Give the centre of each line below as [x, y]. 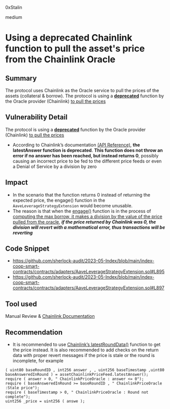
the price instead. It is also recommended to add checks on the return [86, 350]
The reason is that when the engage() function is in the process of [82, 211]
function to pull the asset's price [75, 49]
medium [14, 17]
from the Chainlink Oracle [60, 59]
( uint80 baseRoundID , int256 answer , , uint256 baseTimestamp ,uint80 [85, 370]
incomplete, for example [38, 361]
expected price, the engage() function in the [59, 200]
